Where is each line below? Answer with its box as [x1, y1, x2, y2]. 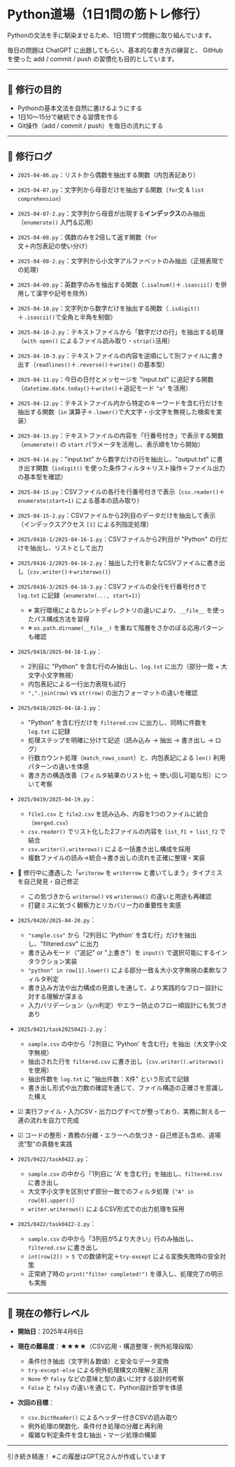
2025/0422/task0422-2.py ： [17, 1219, 97, 1228]
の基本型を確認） [17, 472, 67, 481]
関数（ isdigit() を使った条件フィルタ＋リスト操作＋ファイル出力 [36, 463, 225, 472]
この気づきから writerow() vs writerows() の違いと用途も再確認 [27, 892, 212, 900]
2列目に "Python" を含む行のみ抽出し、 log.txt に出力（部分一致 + [27, 662, 220, 671]
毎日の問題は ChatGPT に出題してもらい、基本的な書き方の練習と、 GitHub [7, 46, 224, 54]
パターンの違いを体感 [27, 762, 90, 770]
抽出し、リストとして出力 [29, 544, 104, 552]
